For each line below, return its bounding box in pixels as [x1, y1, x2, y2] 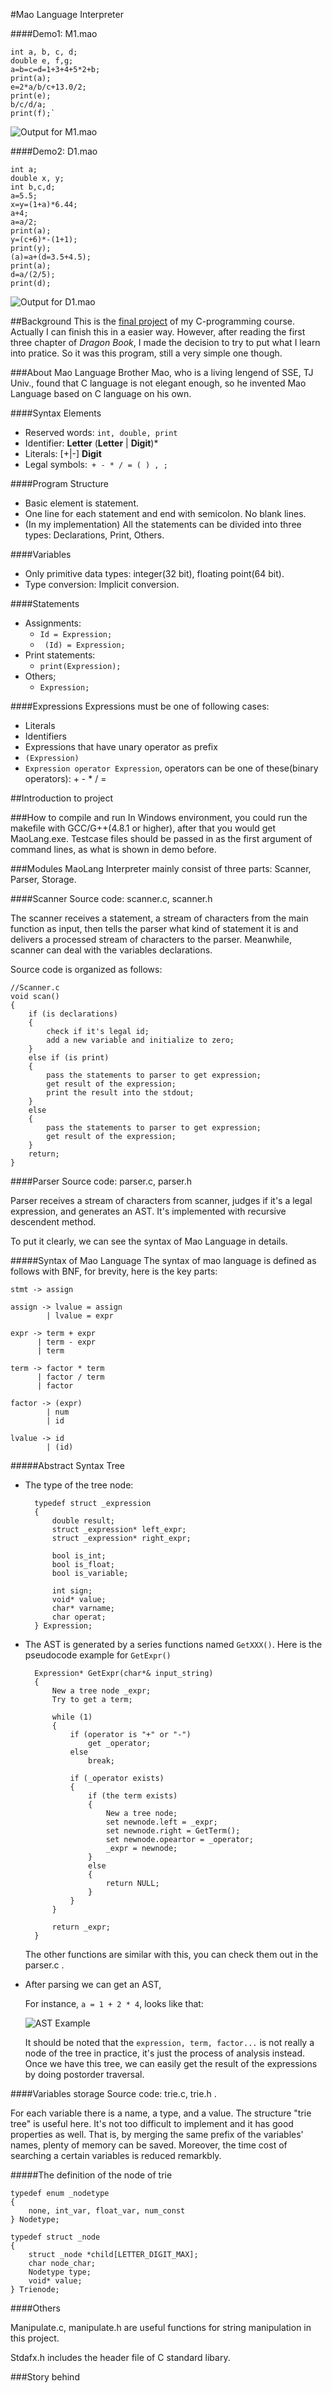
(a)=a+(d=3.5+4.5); [10, 252, 92, 262]
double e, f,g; [10, 56, 74, 66]
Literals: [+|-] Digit [24, 448, 102, 459]
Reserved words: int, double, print [24, 427, 178, 438]
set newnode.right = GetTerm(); [105, 1826, 241, 1836]
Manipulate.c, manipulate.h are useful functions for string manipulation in [10, 2322, 312, 2333]
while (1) [51, 1712, 93, 1722]
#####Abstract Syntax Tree [10, 1460, 125, 1471]
